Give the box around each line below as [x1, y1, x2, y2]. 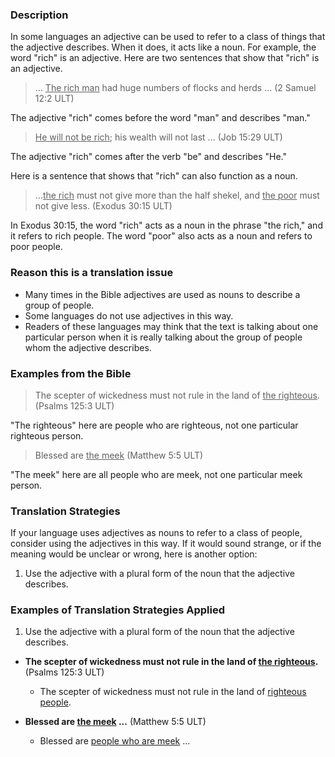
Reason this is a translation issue [10, 266, 174, 280]
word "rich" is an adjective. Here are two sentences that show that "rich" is [10, 52, 320, 64]
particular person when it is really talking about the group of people [24, 331, 303, 343]
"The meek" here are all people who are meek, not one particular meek [10, 468, 303, 480]
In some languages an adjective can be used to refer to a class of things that [10, 31, 326, 43]
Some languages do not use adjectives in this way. [24, 309, 234, 322]
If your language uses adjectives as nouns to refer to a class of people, [10, 527, 303, 539]
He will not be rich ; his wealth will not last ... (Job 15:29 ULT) [34, 131, 283, 143]
